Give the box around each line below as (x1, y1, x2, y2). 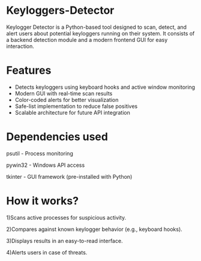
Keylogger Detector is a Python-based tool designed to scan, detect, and (6, 23, 187, 31)
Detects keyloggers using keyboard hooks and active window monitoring (14, 83, 196, 91)
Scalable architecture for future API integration (14, 109, 131, 116)
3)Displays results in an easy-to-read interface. (6, 237, 123, 244)
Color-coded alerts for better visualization (14, 96, 119, 103)
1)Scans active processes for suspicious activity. (6, 214, 127, 221)
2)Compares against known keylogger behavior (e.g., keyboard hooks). (6, 226, 183, 233)
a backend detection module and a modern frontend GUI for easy (6, 36, 168, 43)
